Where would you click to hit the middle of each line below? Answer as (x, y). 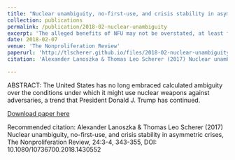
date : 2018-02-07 (33, 40)
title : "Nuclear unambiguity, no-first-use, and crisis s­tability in (111, 14)
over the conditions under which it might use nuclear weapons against (108, 92)
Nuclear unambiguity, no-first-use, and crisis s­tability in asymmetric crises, (115, 134)
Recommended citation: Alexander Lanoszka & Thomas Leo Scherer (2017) (115, 127)
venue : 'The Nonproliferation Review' (64, 46)
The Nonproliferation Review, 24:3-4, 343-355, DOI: (82, 142)
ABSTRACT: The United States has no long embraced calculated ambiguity (115, 85)
